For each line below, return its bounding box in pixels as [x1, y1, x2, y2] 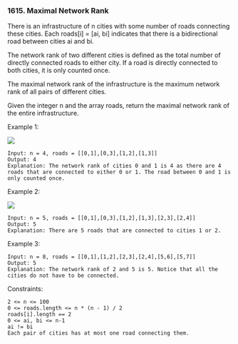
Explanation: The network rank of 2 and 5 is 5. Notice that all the [7, 266, 219, 273]
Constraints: [7, 285, 43, 293]
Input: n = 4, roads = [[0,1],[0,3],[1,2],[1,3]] [7, 150, 158, 157]
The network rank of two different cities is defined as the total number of [7, 51, 221, 59]
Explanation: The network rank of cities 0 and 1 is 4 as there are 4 [7, 163, 222, 170]
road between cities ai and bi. [7, 37, 94, 46]
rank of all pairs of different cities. [7, 88, 107, 96]
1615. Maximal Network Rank [7, 6, 109, 16]
